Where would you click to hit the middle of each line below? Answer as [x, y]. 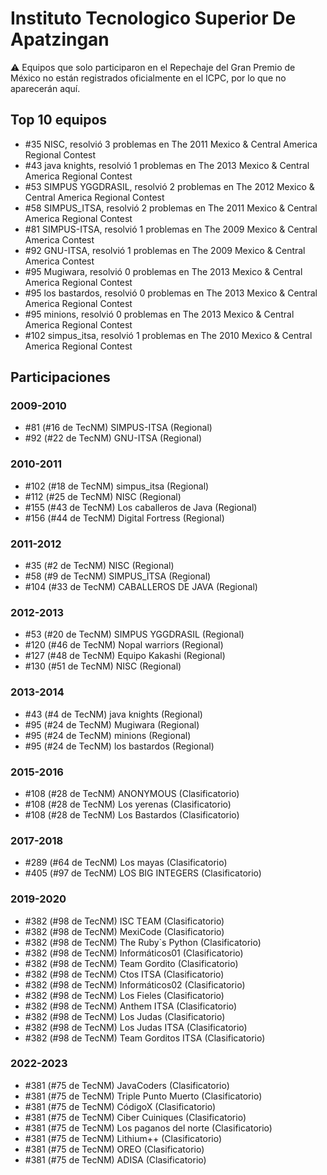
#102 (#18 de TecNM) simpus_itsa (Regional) [117, 486]
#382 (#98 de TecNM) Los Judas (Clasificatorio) [125, 1016]
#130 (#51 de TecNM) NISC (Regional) [103, 666]
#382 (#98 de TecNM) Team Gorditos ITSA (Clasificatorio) [145, 1038]
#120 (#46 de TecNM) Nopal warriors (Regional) [124, 645]
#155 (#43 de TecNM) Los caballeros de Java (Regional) [141, 507]
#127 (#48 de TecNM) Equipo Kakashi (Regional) [125, 656]
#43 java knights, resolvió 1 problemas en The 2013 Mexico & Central [167, 165]
